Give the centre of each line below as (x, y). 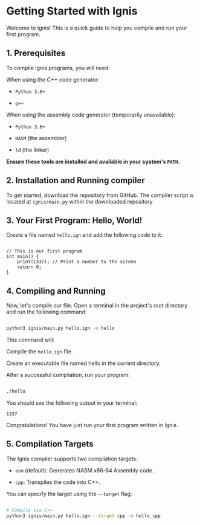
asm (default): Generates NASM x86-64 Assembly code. (84, 470)
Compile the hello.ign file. (40, 352)
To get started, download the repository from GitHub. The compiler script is (100, 195)
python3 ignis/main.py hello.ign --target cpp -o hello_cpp (84, 516)
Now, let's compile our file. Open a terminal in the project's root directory (97, 306)
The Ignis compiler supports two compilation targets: (72, 459)
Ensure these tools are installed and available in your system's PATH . (93, 161)
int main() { (23, 257)
